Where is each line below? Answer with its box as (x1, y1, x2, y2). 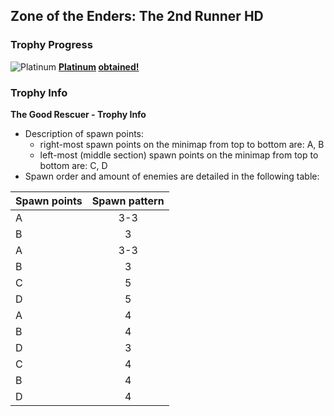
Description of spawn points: (24, 127, 145, 139)
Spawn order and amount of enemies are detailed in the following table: (24, 170, 320, 182)
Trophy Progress (10, 38, 93, 52)
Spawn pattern (91, 194, 165, 208)
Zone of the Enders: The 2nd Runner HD (10, 8, 264, 25)
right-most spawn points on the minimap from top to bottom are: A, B (39, 138, 325, 150)
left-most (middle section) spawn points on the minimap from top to (39, 149, 319, 161)
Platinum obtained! (58, 60, 140, 73)
